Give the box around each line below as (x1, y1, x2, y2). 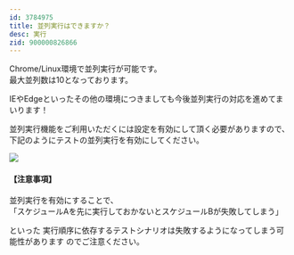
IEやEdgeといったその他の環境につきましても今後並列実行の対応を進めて (9, 94, 276, 104)
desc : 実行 (9, 29, 47, 38)
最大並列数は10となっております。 (9, 75, 134, 86)
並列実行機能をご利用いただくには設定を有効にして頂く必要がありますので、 (9, 124, 290, 135)
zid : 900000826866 (9, 37, 78, 47)
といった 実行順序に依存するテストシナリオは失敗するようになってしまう (9, 225, 277, 236)
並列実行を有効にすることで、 (9, 195, 118, 206)
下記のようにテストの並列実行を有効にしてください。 (9, 135, 205, 145)
